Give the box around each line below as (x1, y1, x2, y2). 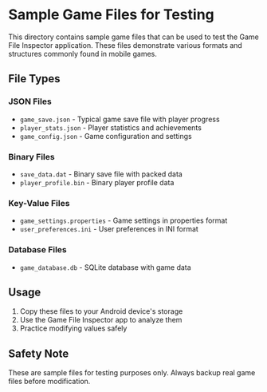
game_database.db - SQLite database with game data (19, 262, 191, 272)
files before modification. (8, 377, 91, 386)
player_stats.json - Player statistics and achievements (19, 122, 202, 133)
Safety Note (8, 346, 69, 360)
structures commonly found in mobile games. (8, 49, 157, 58)
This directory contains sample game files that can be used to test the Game (8, 32, 259, 42)
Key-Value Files (8, 197, 70, 208)
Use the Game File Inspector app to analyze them (19, 315, 183, 325)
